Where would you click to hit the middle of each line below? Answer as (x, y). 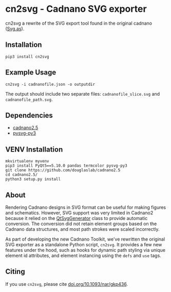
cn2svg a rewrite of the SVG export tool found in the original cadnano (79, 23)
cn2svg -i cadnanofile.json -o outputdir (50, 84)
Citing (15, 272)
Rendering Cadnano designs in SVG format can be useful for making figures (86, 207)
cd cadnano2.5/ (22, 175)
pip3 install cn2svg (27, 57)
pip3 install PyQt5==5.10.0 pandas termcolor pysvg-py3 (66, 166)
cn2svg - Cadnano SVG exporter (76, 9)
